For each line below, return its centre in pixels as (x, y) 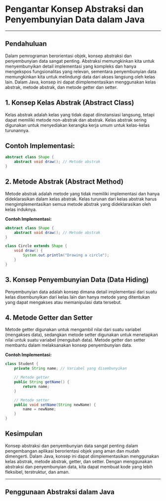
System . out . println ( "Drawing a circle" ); (66, 255)
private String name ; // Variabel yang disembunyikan (70, 369)
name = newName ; (40, 409)
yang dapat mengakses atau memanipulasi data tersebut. (63, 302)
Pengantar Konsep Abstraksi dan (74, 9)
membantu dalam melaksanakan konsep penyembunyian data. (69, 345)
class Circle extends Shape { (36, 246)
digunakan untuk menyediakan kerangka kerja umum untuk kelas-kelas (77, 125)
